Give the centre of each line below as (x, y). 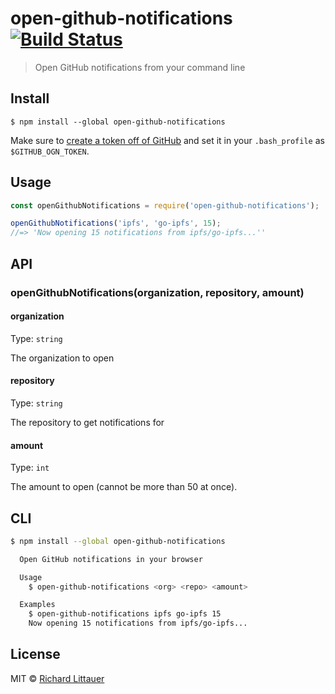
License (35, 654)
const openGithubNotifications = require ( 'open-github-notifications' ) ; (165, 205)
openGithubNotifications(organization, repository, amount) (157, 292)
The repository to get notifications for (87, 422)
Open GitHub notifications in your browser (111, 559)
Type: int (30, 468)
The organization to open (62, 358)
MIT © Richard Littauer (57, 678)
